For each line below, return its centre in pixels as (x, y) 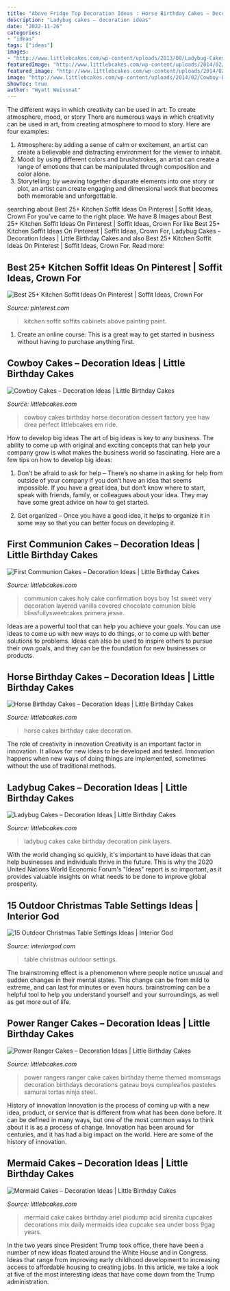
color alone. (34, 174)
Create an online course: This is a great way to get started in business (115, 334)
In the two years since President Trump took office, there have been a (105, 1245)
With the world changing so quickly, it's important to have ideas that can (109, 855)
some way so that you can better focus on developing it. (96, 523)
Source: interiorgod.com (41, 946)
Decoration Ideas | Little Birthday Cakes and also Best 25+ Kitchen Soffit (109, 238)
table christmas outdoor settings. (71, 959)
